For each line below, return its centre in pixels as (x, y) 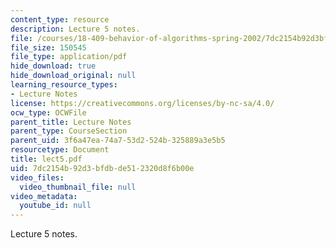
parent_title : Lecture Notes (71, 122)
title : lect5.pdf (46, 159)
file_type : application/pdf (69, 57)
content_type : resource (60, 19)
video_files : (37, 177)
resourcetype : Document (60, 150)
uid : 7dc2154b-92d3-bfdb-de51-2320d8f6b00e (102, 168)
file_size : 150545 (48, 47)
